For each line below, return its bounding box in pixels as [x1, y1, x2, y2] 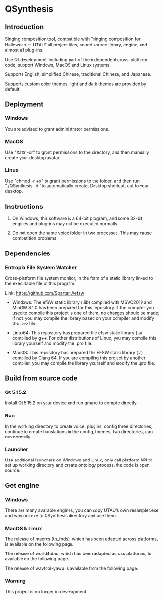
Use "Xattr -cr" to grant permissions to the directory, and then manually [5, 149, 149, 155]
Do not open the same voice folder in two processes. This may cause [12, 230, 152, 236]
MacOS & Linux [5, 525, 42, 531]
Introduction [5, 23, 44, 31]
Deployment [5, 100, 44, 109]
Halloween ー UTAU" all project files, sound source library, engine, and [5, 42, 148, 47]
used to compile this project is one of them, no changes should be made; [12, 310, 160, 316]
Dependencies [5, 250, 50, 258]
